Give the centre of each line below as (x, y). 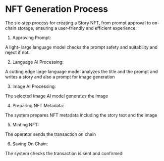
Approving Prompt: (31, 38)
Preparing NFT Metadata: (38, 105)
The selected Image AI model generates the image (56, 96)
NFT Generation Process (56, 9)
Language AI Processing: (38, 62)
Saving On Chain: (30, 144)
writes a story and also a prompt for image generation (60, 77)
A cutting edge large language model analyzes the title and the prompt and (82, 71)
